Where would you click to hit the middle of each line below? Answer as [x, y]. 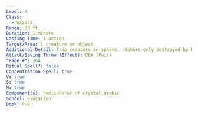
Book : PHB [18, 104]
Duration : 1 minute [30, 33]
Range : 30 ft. [24, 28]
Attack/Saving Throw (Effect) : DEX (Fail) [59, 55]
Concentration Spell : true [39, 71]
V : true [16, 77]
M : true [16, 88]
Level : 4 [17, 11]
